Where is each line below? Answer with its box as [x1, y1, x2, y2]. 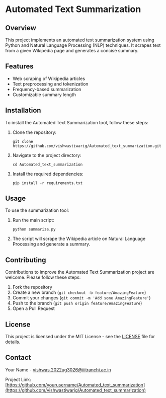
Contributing [5, 256, 46, 264]
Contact [5, 353, 31, 362]
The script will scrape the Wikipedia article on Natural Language [12, 235, 146, 242]
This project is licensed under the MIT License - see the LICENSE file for [5, 334, 155, 340]
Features [5, 62, 34, 71]
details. [5, 339, 21, 345]
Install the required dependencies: [12, 171, 84, 177]
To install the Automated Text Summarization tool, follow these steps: [5, 119, 148, 125]
